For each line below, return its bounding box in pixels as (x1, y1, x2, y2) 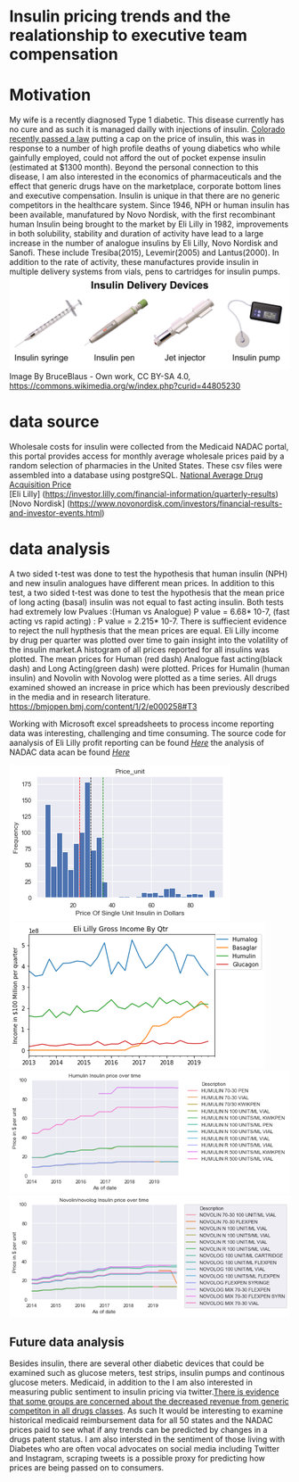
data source (9, 412, 100, 432)
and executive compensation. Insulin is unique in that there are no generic (9, 190, 280, 202)
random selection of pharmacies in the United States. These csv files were (9, 460, 283, 470)
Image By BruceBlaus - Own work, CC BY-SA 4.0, (9, 370, 191, 381)
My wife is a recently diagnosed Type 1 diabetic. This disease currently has (9, 114, 285, 126)
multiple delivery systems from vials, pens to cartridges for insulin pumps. (9, 266, 280, 277)
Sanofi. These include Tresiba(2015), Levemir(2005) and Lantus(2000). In (9, 247, 279, 258)
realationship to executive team (9, 25, 247, 46)
